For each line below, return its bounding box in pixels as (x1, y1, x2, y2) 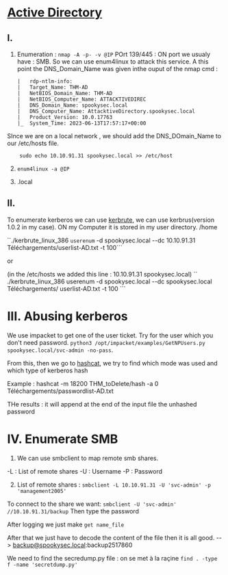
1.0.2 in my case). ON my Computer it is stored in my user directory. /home (7, 222, 218, 231)
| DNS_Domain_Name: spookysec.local (16, 102, 128, 109)
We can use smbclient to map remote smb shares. (16, 454, 159, 462)
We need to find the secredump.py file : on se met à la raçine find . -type (7, 554, 218, 562)
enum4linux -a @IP (16, 166, 70, 172)
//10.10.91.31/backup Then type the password (7, 507, 139, 515)
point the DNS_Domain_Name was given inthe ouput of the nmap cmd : (16, 65, 218, 73)
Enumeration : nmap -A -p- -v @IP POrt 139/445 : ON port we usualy (16, 50, 211, 58)
